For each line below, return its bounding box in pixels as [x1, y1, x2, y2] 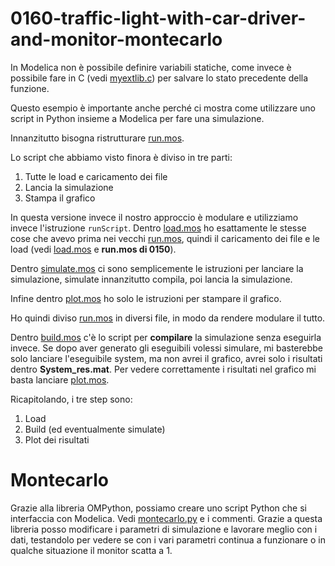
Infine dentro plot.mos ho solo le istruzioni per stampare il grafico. [10, 292, 282, 304]
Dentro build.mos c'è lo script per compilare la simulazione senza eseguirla [10, 331, 322, 343]
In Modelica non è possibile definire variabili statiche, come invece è [10, 61, 292, 73]
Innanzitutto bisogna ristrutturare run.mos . [10, 132, 185, 144]
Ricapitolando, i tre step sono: [10, 393, 133, 405]
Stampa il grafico [24, 192, 96, 204]
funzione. [10, 82, 50, 94]
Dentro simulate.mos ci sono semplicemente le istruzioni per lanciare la [10, 262, 304, 274]
